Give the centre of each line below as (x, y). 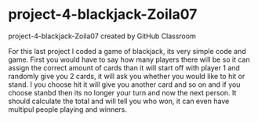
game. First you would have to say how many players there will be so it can (129, 59)
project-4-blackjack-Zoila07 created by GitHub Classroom (102, 36)
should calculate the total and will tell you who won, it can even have (119, 101)
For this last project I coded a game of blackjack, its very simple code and (127, 51)
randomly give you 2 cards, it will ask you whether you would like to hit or (127, 76)
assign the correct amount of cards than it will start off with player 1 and (124, 67)
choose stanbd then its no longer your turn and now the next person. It (122, 92)
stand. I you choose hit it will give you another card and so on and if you (124, 84)
